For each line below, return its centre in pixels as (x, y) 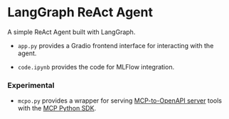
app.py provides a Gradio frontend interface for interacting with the (116, 45)
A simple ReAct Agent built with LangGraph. (71, 32)
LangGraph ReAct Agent (80, 12)
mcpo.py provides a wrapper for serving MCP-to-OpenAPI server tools (120, 101)
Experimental (31, 85)
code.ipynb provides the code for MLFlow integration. (96, 67)
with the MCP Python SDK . (57, 108)
